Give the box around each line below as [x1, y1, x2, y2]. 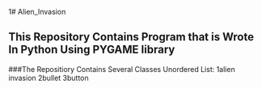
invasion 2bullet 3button [8, 73, 89, 83]
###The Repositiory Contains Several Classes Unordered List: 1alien [8, 64, 236, 74]
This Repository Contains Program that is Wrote [8, 30, 255, 44]
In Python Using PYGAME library [8, 43, 175, 57]
